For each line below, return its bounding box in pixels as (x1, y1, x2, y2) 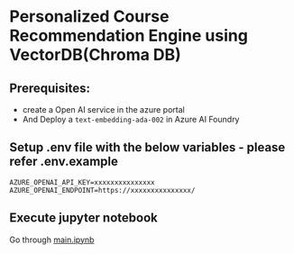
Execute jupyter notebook (9, 210, 158, 226)
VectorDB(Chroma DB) (9, 45, 182, 65)
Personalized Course (9, 6, 170, 27)
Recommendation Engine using (9, 25, 248, 46)
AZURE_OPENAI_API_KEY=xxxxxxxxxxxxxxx (9, 177, 155, 186)
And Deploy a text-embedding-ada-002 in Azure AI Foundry (22, 114, 240, 124)
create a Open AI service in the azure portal (22, 104, 185, 114)
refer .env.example (9, 154, 119, 169)
